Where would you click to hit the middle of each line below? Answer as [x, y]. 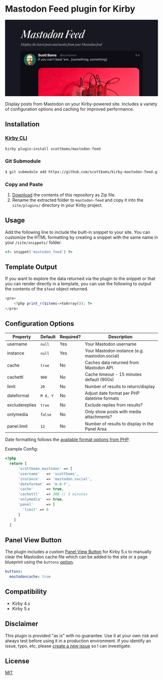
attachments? [98, 417]
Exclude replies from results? [114, 405]
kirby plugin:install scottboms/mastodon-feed [53, 149]
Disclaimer [22, 624]
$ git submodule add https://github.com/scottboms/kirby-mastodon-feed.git [83, 172]
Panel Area [96, 429]
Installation [22, 124]
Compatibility [26, 592]
